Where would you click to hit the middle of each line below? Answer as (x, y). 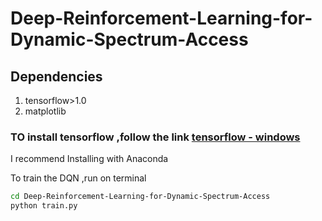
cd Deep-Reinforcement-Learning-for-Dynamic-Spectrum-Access (140, 197)
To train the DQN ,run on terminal (78, 178)
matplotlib (45, 111)
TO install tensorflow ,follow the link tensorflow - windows (155, 137)
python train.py (44, 206)
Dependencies (56, 76)
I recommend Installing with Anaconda (89, 159)
